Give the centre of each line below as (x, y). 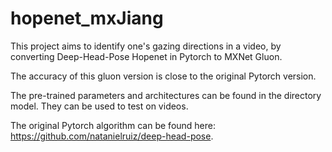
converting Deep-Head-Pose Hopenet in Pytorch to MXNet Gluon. (146, 56)
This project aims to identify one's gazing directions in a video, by (146, 46)
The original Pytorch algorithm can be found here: (113, 125)
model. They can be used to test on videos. (99, 106)
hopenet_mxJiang (87, 18)
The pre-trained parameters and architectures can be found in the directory (166, 95)
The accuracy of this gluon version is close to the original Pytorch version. (163, 76)
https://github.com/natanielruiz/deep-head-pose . (112, 136)
